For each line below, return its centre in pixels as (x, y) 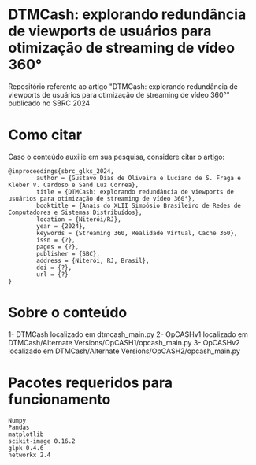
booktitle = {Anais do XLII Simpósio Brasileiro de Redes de (139, 205)
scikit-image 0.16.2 (42, 441)
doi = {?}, (54, 268)
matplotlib (26, 434)
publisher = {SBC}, (69, 253)
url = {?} (52, 274)
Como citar (45, 135)
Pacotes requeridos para (91, 382)
